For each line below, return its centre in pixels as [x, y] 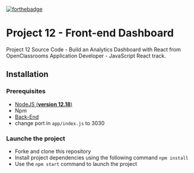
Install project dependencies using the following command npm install [101, 158]
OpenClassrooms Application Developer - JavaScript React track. [86, 56]
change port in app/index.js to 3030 [60, 123]
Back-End [27, 117]
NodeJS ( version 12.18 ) [44, 104]
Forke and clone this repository [53, 151]
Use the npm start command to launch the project [76, 164]
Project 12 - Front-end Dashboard [90, 33]
